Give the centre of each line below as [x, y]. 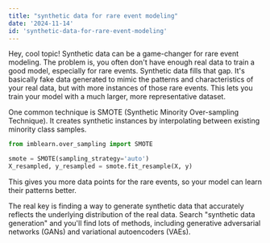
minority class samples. [48, 129]
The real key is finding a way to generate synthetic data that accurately [126, 206]
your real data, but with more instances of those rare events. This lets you [131, 88]
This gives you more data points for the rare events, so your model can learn [135, 182]
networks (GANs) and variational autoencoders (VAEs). [100, 232]
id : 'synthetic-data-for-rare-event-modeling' [88, 31]
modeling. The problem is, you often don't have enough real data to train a [132, 62]
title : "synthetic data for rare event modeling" [93, 16]
